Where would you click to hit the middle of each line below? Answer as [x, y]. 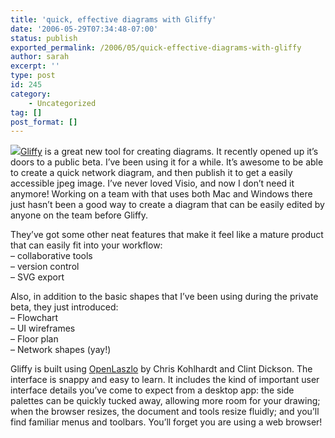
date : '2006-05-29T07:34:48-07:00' [84, 29]
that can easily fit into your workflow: [86, 245]
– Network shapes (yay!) [61, 350]
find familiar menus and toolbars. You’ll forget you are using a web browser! [166, 422]
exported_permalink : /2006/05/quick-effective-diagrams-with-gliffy [156, 47]
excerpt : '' [35, 66]
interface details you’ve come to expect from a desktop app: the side [152, 390]
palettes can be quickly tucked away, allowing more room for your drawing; [165, 401]
